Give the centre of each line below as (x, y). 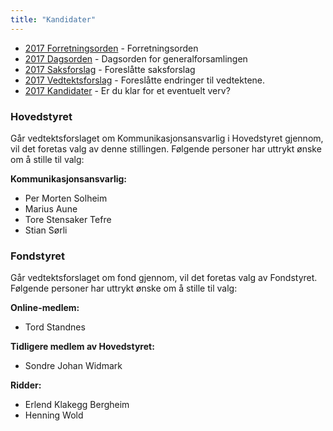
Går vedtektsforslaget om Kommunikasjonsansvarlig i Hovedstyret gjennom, (167, 138)
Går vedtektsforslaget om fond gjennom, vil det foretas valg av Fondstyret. (164, 278)
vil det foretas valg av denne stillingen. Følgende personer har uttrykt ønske (166, 148)
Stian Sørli (46, 230)
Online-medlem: (45, 308)
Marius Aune (51, 208)
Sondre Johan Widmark (73, 366)
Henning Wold (54, 415)
